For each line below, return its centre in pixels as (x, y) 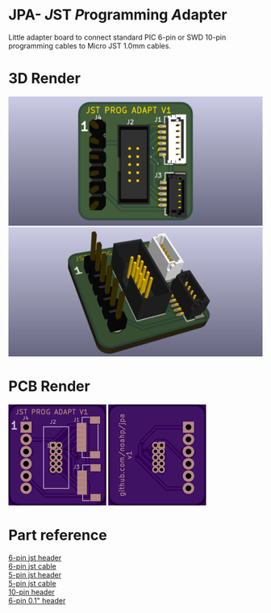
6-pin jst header (35, 557)
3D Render (44, 79)
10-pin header (31, 592)
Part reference (58, 535)
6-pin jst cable (32, 566)
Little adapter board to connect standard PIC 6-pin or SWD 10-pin (117, 37)
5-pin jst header (35, 574)
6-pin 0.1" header (37, 600)
